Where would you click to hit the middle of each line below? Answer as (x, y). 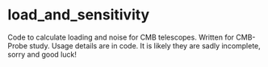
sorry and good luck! (42, 54)
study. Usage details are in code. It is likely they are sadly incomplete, (145, 45)
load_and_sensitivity (79, 15)
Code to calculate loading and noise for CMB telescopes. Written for (121, 37)
